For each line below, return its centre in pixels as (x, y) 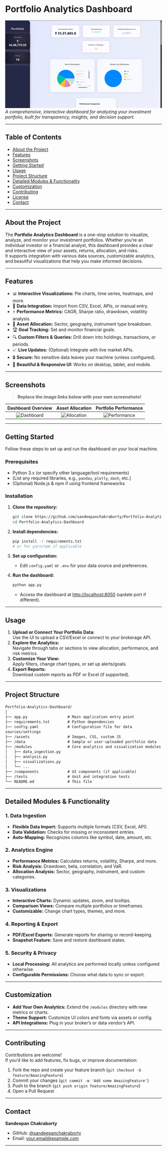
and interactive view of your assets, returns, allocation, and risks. (72, 251)
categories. (24, 877)
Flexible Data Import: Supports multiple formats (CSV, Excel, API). (80, 827)
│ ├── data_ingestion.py (33, 752)
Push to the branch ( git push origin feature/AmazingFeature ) (76, 1086)
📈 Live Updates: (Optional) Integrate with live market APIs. (73, 350)
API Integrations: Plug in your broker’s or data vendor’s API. (74, 1023)
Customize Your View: (36, 659)
